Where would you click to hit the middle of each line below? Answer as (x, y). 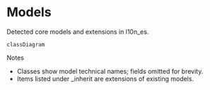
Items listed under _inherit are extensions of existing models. (105, 79)
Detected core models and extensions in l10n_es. (78, 32)
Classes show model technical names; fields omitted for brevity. (110, 71)
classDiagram (26, 44)
